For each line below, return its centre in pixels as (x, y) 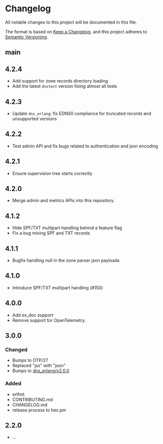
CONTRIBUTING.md (32, 399)
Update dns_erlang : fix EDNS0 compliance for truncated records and (81, 113)
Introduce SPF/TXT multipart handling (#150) (57, 288)
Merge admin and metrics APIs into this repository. (63, 201)
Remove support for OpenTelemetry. (49, 320)
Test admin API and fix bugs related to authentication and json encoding (85, 146)
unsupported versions (35, 118)
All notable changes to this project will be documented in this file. (71, 22)
